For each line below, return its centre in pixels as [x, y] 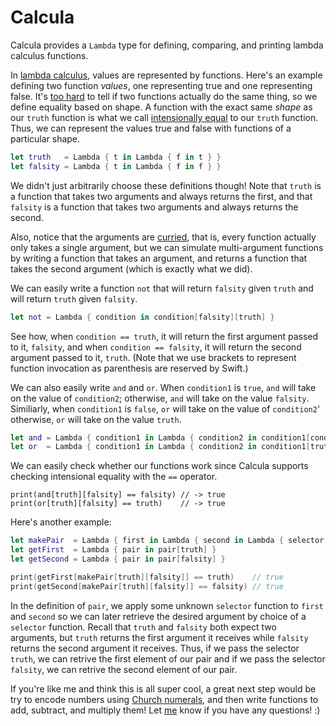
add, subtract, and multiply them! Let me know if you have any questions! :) [165, 710]
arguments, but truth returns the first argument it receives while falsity [159, 637]
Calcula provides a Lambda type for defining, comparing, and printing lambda [167, 45]
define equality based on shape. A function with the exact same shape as [161, 107]
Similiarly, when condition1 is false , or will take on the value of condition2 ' [165, 408]
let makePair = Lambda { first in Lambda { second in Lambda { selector [167, 541]
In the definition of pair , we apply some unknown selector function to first [167, 605]
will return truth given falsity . [74, 298]
